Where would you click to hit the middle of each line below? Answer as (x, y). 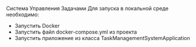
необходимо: (23, 15)
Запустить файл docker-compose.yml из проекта (76, 32)
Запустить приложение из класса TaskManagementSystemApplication (102, 38)
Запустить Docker (37, 26)
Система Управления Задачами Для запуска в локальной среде (87, 8)
